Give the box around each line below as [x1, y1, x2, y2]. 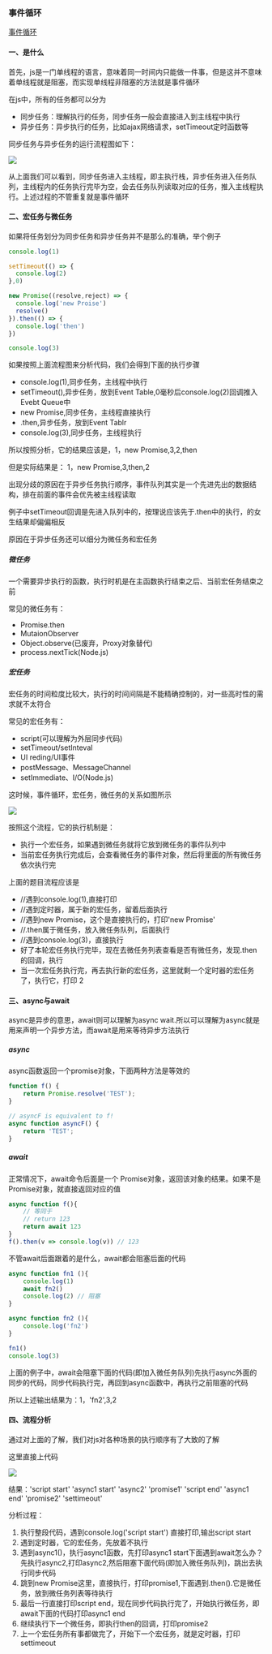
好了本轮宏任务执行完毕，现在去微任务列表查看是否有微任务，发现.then [19, 945, 257, 955]
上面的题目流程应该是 [8, 877, 79, 887]
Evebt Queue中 [19, 398, 71, 407]
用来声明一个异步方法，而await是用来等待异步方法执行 [8, 1025, 190, 1036]
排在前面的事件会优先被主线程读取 [22, 489, 136, 500]
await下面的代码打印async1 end [19, 1609, 125, 1618]
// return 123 [23, 1215, 70, 1223]
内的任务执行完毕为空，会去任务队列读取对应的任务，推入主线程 [43, 181, 257, 192]
